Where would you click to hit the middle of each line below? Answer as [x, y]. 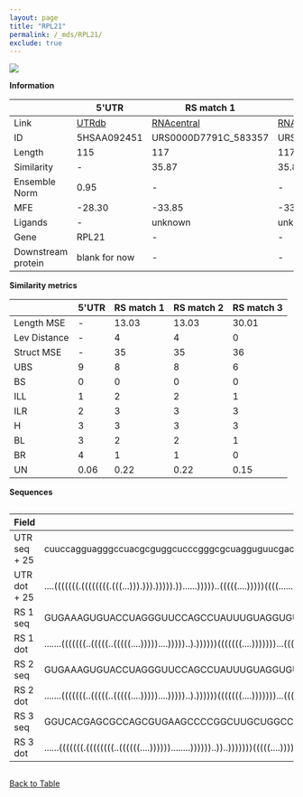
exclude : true [36, 43]
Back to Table [35, 783]
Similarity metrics [44, 286]
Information [32, 86]
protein [29, 263]
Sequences [31, 492]
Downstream [41, 252]
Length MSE [40, 323]
